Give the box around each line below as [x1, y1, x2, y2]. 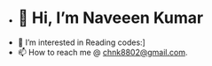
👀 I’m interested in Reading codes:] [17, 37, 146, 48]
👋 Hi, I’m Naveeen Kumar [17, 8, 204, 28]
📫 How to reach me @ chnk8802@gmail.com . [17, 47, 188, 57]
